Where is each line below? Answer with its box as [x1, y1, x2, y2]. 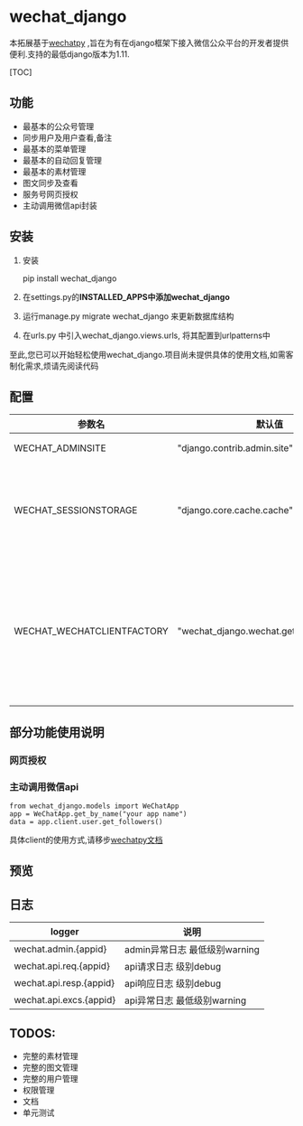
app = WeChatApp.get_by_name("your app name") [9, 809, 188, 819]
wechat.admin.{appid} [14, 943, 107, 955]
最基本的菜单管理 [22, 143, 87, 155]
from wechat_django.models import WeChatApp [9, 802, 179, 811]
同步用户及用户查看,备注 [22, 132, 113, 143]
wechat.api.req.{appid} [14, 960, 111, 972]
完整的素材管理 [22, 1051, 78, 1061]
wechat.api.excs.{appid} [14, 994, 116, 1007]
